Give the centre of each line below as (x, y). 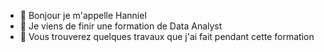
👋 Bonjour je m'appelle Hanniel (83, 15)
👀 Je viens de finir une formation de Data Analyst (121, 26)
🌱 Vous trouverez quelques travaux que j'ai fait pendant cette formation (167, 36)
